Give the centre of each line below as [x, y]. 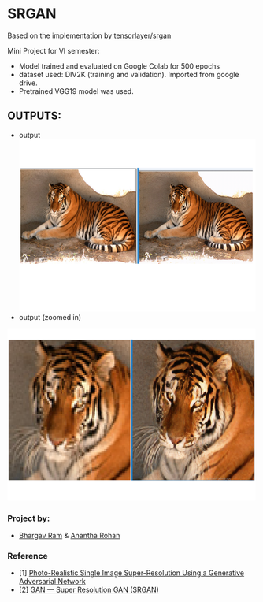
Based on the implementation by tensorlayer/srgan [89, 35]
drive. [28, 83]
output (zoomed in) [50, 317]
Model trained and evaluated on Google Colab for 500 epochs [119, 66]
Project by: [29, 518]
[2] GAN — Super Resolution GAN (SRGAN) [89, 590]
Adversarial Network [52, 582]
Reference [28, 556]
